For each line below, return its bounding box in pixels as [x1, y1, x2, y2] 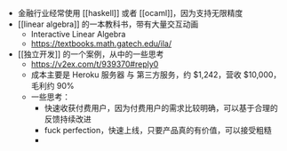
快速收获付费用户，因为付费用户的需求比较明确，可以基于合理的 [44, 103, 278, 113]
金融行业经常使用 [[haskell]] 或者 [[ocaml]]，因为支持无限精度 [17, 8, 243, 18]
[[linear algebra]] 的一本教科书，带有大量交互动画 [17, 19, 199, 29]
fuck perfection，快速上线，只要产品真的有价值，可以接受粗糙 [44, 125, 273, 135]
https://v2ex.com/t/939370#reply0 [30, 59, 159, 69]
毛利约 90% [30, 81, 75, 91]
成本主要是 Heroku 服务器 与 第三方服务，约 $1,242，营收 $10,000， [30, 69, 282, 80]
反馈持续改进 [44, 114, 92, 124]
